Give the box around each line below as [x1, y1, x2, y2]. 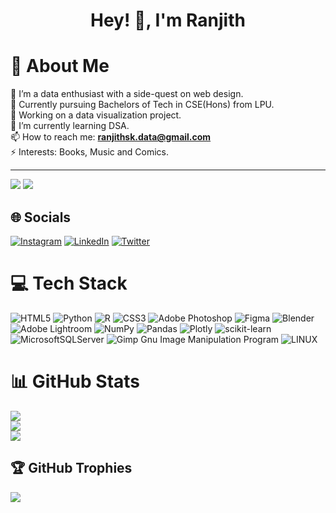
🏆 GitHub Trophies [10, 460, 133, 477]
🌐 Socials [10, 209, 72, 226]
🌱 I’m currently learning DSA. [10, 120, 130, 132]
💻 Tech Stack [10, 272, 128, 295]
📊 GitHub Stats [10, 370, 141, 393]
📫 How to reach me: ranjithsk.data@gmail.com [10, 131, 212, 143]
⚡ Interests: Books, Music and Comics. [10, 146, 170, 158]
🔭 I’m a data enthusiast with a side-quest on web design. [10, 88, 244, 100]
